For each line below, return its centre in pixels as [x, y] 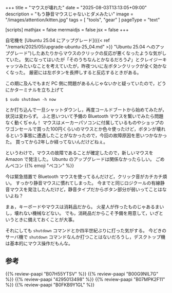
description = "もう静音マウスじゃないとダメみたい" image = [69, 14]
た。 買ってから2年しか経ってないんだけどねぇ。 [57, 142]
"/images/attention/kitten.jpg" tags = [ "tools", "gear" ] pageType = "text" [83, 20]
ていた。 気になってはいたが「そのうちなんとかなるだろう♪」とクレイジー [84, 60]
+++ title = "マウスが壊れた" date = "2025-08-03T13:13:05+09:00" [76, 7]
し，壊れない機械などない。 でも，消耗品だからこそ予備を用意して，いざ [82, 213]
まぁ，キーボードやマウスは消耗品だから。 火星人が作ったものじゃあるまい [85, 207]
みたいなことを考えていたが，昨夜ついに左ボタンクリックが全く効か [91, 66]
